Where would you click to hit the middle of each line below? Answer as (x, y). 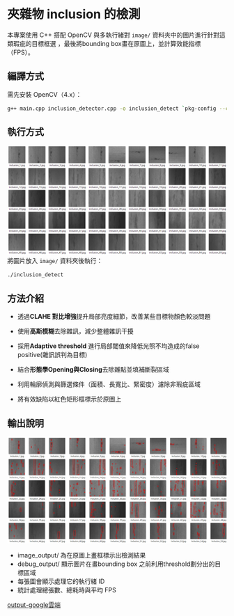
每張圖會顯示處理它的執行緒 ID (61, 581)
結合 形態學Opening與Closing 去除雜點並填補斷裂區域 (93, 370)
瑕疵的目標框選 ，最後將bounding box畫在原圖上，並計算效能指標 (107, 43)
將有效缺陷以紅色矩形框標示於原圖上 (69, 399)
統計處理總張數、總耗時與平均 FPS (67, 590)
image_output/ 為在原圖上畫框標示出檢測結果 (81, 555)
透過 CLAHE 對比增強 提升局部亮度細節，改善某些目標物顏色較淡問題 (114, 317)
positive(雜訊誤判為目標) (52, 355)
